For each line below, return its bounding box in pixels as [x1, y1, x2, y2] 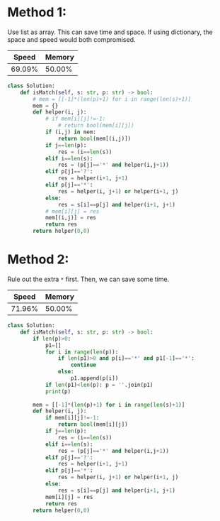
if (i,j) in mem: [45, 128, 97, 136]
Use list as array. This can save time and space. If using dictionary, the [7, 28, 214, 36]
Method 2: [7, 251, 69, 268]
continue [70, 361, 97, 369]
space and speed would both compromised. [7, 35, 136, 43]
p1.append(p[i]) [70, 375, 119, 382]
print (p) [45, 388, 71, 395]
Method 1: [7, 4, 67, 21]
